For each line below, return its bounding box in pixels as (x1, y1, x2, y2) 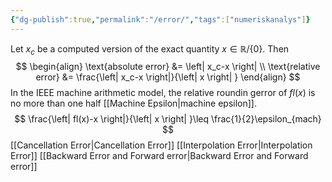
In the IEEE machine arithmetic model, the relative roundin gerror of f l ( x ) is (10, 87, 316, 99)
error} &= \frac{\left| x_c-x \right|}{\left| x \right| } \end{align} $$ (35, 71, 301, 83)
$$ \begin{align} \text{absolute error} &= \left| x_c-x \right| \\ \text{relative (15, 61, 321, 73)
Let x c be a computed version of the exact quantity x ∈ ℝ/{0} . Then (10, 42, 290, 57)
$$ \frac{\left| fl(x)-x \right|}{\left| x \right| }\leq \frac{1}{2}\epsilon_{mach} (14, 113, 322, 125)
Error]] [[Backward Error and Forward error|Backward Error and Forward (10, 150, 309, 162)
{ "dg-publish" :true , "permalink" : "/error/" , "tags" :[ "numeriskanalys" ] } (10, 14, 311, 25)
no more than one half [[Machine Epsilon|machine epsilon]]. (10, 97, 257, 110)
